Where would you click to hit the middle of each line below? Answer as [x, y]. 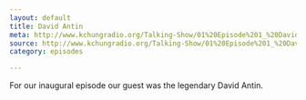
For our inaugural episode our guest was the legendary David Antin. [137, 85]
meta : [20, 35]
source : [24, 43]
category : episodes [46, 52]
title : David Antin [46, 26]
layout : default [40, 18]
